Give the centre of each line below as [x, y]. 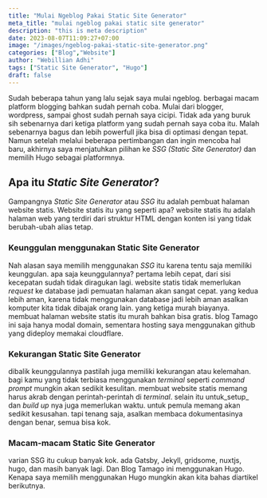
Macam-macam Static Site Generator [82, 443]
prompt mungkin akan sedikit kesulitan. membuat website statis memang [128, 388]
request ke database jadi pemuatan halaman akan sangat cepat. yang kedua [133, 291]
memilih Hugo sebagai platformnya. [67, 157]
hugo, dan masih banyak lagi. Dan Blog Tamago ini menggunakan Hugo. [126, 469]
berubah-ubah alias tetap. [51, 227]
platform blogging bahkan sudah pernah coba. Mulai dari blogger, [116, 106]
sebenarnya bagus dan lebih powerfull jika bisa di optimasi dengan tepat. [128, 132]
